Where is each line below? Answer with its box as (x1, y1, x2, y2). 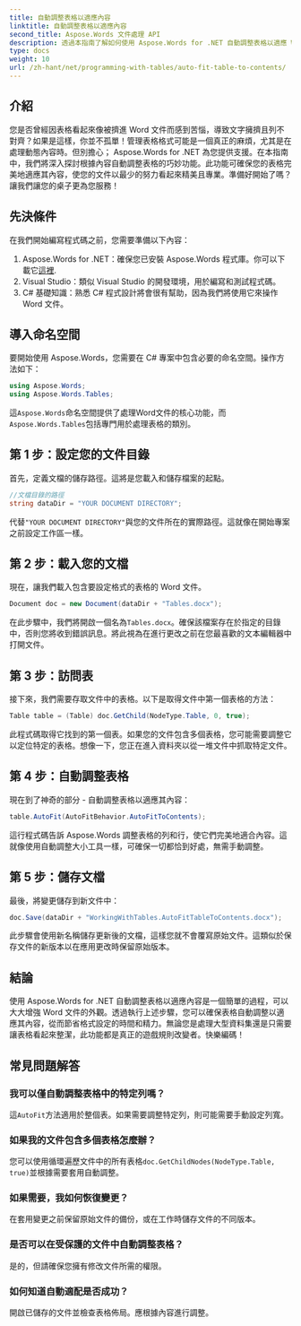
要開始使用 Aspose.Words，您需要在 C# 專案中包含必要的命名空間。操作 (9, 352, 277, 363)
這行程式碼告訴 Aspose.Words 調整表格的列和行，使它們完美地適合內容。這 (9, 829, 288, 840)
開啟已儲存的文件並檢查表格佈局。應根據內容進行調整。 (9, 1307, 213, 1318)
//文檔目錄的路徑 (9, 490, 64, 499)
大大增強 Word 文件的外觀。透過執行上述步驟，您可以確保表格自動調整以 (9, 1007, 277, 1018)
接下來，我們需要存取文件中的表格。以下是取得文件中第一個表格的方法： (9, 694, 276, 705)
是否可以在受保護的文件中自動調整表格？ (9, 1238, 184, 1251)
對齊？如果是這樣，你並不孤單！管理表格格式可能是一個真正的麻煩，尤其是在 (9, 135, 292, 146)
